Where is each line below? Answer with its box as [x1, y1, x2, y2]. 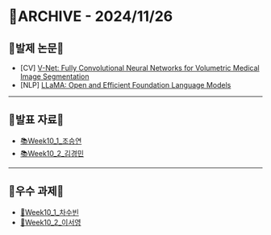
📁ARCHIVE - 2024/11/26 [8, 7, 173, 26]
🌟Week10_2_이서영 [19, 217, 81, 227]
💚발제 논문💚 [8, 41, 65, 55]
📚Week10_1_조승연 [19, 136, 82, 146]
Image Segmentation [19, 72, 90, 81]
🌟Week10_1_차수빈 [19, 207, 79, 216]
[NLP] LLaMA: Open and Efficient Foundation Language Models [19, 80, 231, 89]
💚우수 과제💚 [8, 184, 65, 198]
